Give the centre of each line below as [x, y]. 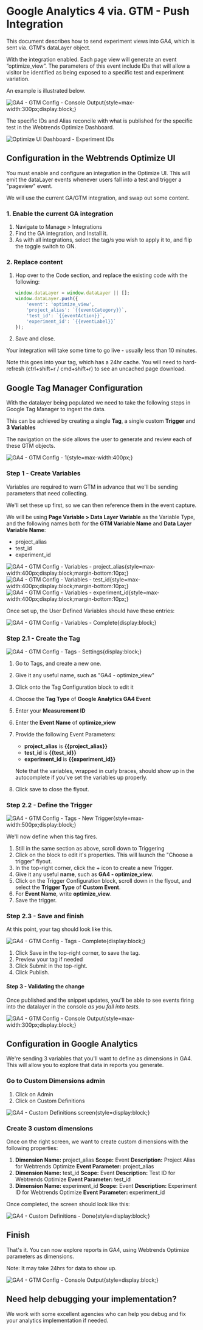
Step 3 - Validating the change [46, 987]
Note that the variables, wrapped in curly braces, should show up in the [105, 771]
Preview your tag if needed [49, 960]
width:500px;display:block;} [41, 825]
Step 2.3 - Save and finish [45, 916]
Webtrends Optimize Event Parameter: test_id [73, 1179]
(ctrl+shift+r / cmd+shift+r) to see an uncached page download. [106, 369]
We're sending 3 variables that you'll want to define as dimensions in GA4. [99, 1059]
